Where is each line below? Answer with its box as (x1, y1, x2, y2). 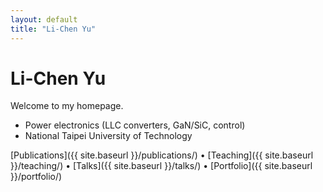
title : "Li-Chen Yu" (10, 24, 97, 34)
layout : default (10, 14, 78, 25)
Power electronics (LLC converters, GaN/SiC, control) (24, 119, 246, 131)
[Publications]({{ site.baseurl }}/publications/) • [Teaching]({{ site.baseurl (10, 149, 314, 161)
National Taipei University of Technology (24, 130, 193, 142)
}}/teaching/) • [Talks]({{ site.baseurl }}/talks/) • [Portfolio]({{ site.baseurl (10, 160, 313, 172)
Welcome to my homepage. (10, 100, 124, 112)
